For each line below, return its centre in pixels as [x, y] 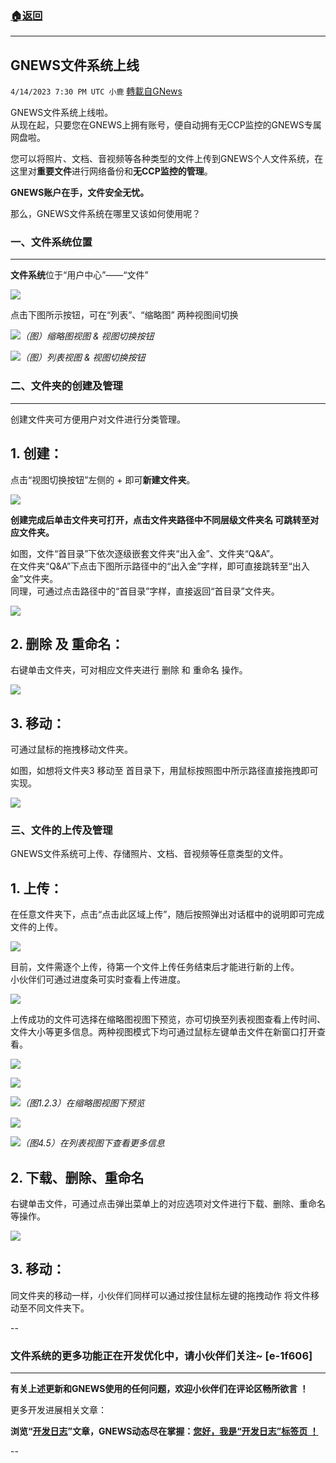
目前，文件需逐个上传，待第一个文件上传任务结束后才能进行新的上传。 [155, 967]
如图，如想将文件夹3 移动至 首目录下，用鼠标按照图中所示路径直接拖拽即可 [164, 771]
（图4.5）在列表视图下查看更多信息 [92, 1143]
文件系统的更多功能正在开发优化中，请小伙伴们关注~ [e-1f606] [161, 1355]
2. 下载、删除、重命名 [77, 1177]
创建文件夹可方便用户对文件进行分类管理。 [98, 419]
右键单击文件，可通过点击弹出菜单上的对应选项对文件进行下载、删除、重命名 [168, 1204]
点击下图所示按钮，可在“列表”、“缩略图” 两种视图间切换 [124, 315]
